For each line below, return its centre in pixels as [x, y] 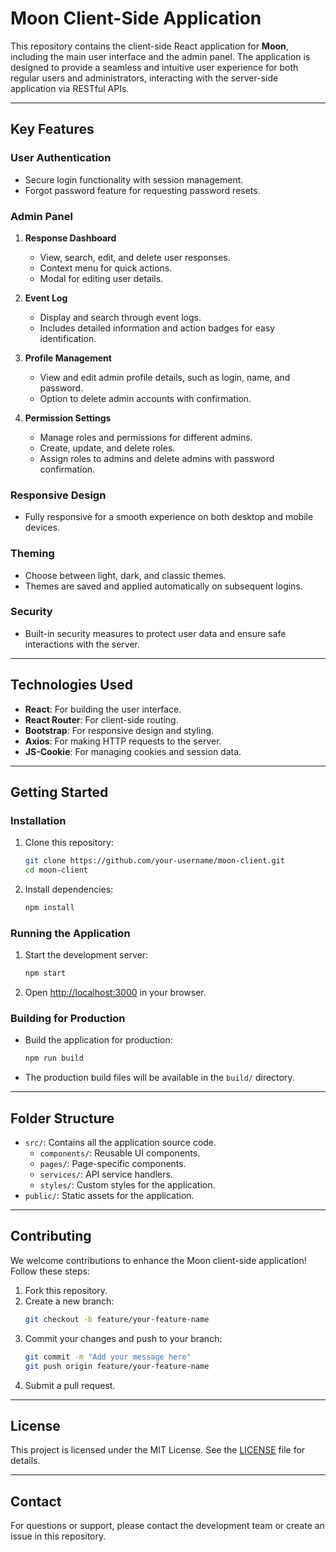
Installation [38, 820]
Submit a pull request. [70, 1385]
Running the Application [70, 933]
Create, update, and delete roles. [107, 448]
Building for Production [68, 1019]
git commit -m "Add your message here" [108, 1357]
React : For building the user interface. [103, 709]
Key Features [52, 129]
